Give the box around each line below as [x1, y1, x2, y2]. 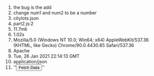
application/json [13, 59, 47, 64]
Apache [13, 48, 30, 54]
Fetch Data [18, 65, 40, 70]
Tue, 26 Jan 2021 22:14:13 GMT [13, 53, 80, 59]
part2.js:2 [13, 20, 34, 27]
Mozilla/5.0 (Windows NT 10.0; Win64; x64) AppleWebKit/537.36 [13, 37, 149, 43]
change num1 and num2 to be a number [13, 10, 97, 16]
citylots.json [13, 15, 39, 21]
